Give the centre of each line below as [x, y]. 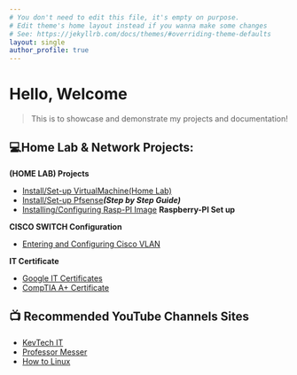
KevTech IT [43, 342]
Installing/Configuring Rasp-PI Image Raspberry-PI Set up [129, 209]
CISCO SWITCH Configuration [66, 226]
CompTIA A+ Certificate [65, 287]
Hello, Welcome [68, 94]
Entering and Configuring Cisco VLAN [91, 244]
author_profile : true [49, 51]
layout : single [37, 42]
